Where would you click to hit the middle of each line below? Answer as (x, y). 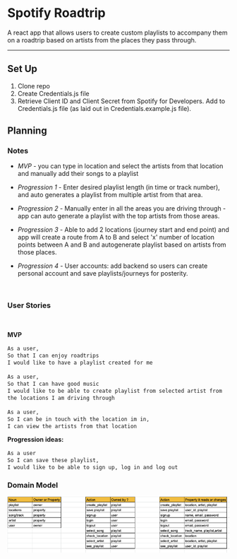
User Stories (29, 305)
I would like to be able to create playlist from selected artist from (115, 391)
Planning (27, 131)
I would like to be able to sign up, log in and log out (93, 467)
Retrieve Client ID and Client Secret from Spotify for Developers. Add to (121, 101)
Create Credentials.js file (53, 93)
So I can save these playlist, (53, 460)
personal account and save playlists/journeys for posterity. (103, 273)
